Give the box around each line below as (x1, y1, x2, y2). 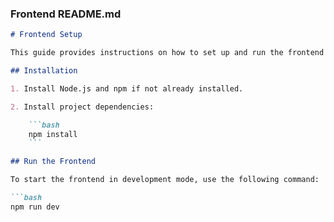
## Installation (10, 66, 78, 76)
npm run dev (10, 202, 60, 212)
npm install (28, 129, 78, 139)
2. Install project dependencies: (10, 102, 155, 112)
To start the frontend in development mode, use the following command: (10, 175, 320, 185)
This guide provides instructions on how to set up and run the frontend (10, 48, 325, 58)
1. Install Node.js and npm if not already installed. (10, 83, 244, 94)
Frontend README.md (10, 7, 122, 21)
